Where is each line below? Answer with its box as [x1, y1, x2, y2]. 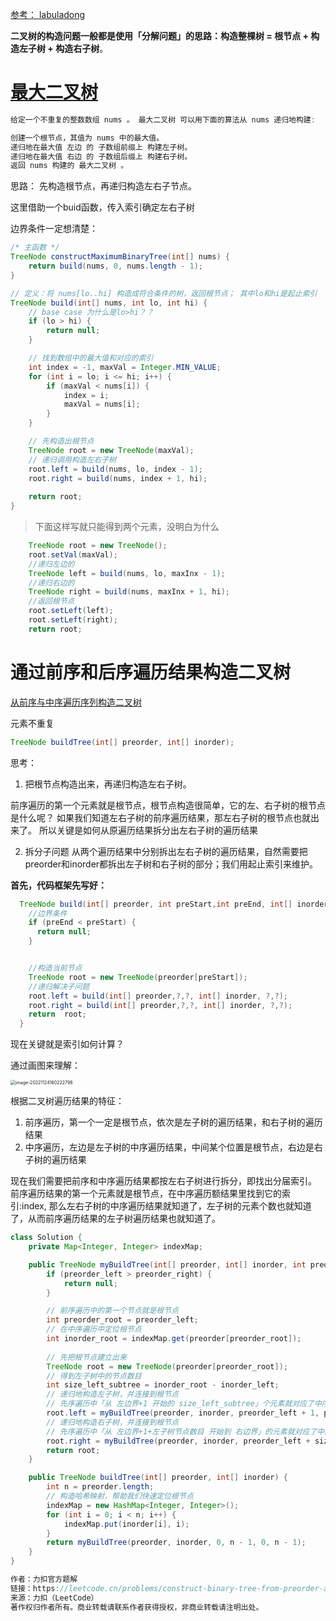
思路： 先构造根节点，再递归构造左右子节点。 [10, 180, 197, 192]
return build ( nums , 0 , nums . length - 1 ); [28, 261, 203, 272]
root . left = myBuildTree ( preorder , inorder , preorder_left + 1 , [46, 1408, 320, 1418]
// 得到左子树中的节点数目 [46, 1371, 142, 1381]
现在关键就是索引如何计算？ [10, 1038, 125, 1050]
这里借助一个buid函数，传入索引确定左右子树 [10, 201, 195, 213]
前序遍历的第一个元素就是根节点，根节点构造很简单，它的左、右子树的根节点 [10, 799, 326, 811]
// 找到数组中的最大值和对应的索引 [28, 353, 154, 363]
